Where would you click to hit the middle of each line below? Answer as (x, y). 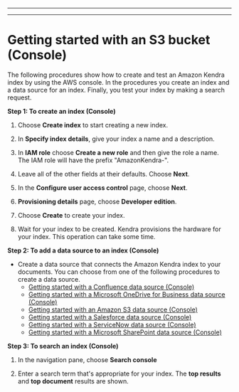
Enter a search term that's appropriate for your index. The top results (119, 374)
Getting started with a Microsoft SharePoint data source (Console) (125, 332)
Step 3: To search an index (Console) (63, 346)
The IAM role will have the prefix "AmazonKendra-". (93, 160)
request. (20, 97)
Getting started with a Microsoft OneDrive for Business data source (127, 294)
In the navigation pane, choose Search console (87, 359)
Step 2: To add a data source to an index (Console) (83, 250)
